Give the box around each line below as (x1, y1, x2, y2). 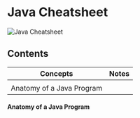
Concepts (39, 68, 73, 78)
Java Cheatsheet (7, 4, 108, 20)
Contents (7, 48, 49, 60)
